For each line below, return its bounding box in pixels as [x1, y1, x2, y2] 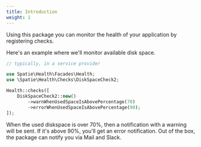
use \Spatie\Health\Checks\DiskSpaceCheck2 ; [6, 77, 119, 83]
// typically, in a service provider [6, 61, 101, 67]
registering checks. [6, 37, 54, 44]
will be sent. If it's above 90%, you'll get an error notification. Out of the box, [6, 127, 196, 134]
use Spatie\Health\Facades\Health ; [6, 71, 95, 77]
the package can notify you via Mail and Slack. [6, 133, 122, 141]
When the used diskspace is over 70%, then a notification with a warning [6, 121, 187, 128]
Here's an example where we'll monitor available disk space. [6, 49, 156, 56]
